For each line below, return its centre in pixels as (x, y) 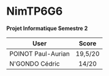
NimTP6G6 (35, 11)
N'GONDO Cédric (35, 64)
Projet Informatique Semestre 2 (47, 28)
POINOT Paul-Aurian (40, 53)
